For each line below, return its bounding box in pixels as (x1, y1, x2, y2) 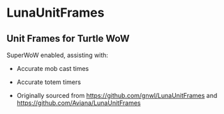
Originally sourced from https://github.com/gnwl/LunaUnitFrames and (16, 92, 218, 99)
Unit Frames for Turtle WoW (6, 33, 130, 44)
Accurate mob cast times (16, 65, 89, 72)
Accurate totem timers (16, 78, 82, 86)
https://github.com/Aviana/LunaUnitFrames (16, 99, 141, 107)
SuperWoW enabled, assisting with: (6, 51, 109, 59)
